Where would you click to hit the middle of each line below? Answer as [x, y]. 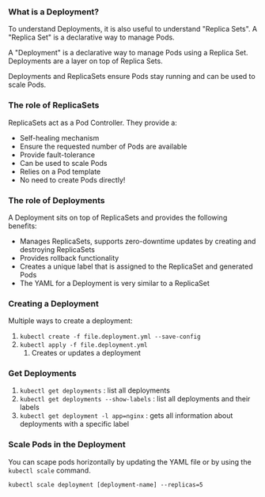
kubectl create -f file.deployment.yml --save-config [110, 337]
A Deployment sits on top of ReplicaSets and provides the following [118, 217]
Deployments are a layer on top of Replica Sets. [86, 61]
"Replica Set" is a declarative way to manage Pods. [92, 37]
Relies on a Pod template [60, 171]
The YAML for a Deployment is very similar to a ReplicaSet [114, 283]
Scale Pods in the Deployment [67, 445]
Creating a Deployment [53, 303]
